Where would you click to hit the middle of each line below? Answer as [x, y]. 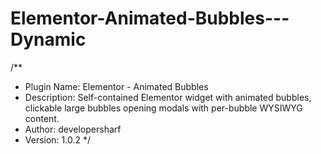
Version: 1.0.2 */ [58, 139]
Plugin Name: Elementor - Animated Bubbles [116, 86]
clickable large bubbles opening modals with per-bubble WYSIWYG [163, 108]
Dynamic [48, 39]
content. [42, 118]
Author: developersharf [73, 129]
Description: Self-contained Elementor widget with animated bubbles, [168, 97]
